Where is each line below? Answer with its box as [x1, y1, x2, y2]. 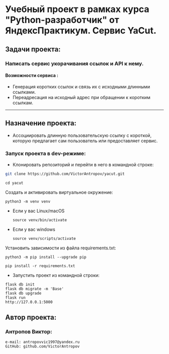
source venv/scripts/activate [12, 236, 76, 241]
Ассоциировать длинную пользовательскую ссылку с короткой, [12, 132, 152, 138]
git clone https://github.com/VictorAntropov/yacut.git [5, 171, 125, 176]
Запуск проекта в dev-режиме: [5, 150, 86, 157]
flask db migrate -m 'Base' [5, 286, 64, 291]
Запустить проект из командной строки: [12, 272, 100, 278]
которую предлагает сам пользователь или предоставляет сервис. [12, 137, 158, 144]
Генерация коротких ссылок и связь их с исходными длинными [12, 83, 150, 90]
